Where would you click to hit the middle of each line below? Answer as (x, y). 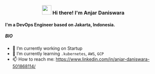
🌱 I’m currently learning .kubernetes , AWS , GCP (58, 54)
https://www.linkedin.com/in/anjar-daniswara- (103, 59)
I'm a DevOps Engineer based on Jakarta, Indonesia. (60, 24)
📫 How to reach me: (33, 59)
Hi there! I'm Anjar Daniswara (88, 12)
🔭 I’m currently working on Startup (47, 48)
